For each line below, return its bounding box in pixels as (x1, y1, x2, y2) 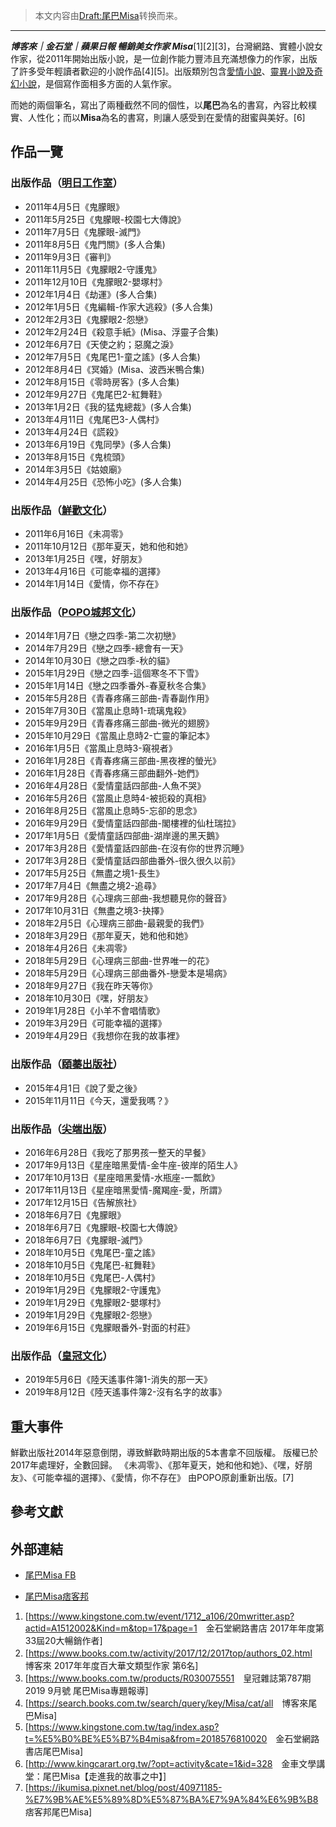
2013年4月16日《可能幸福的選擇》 (24, 565, 165, 577)
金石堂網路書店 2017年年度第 (205, 1622, 325, 1634)
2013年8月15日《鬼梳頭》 (24, 450, 130, 463)
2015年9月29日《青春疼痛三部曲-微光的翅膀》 (24, 717, 215, 729)
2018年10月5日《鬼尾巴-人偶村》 (24, 1271, 160, 1283)
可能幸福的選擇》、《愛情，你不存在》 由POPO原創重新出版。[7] (36, 1471, 295, 1483)
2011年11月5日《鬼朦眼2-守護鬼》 (24, 263, 162, 275)
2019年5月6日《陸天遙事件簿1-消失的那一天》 (24, 1374, 213, 1386)
